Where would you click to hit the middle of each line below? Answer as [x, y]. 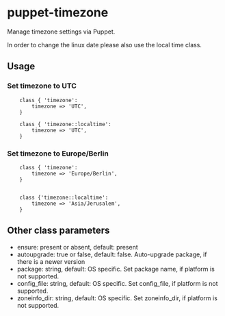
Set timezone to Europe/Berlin [58, 154]
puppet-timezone [58, 13]
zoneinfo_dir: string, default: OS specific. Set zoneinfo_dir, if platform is [117, 298]
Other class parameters [58, 231]
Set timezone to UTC [42, 86]
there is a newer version [51, 261]
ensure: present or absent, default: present [77, 247]
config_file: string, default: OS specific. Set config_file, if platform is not [117, 283]
